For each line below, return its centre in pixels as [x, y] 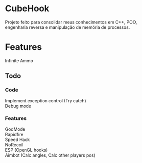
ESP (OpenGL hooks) [26, 150]
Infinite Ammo [19, 60]
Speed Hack [18, 140]
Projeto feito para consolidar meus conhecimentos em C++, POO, [71, 22]
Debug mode [18, 106]
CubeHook [27, 9]
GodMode [15, 129]
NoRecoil [14, 144]
